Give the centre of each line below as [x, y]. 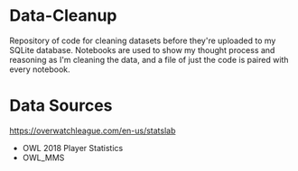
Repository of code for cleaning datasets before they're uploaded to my [143, 40]
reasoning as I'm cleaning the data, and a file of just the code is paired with [149, 59]
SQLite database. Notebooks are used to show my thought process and [142, 49]
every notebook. [40, 69]
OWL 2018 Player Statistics [73, 148]
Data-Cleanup [63, 16]
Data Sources [61, 106]
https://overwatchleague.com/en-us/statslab [93, 130]
